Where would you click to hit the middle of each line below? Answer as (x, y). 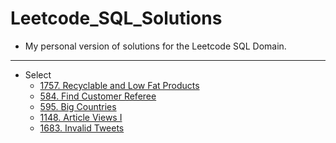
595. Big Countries (78, 106)
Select (38, 74)
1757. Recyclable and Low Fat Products (119, 85)
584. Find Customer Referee (98, 96)
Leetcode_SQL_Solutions (116, 18)
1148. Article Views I (81, 117)
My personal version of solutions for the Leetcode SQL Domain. (155, 46)
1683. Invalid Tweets (82, 128)
